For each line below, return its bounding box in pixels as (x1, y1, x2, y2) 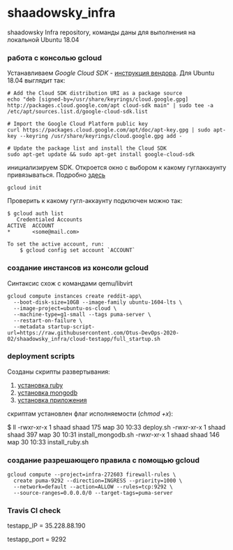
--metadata (13, 323, 45, 330)
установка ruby (17, 381, 63, 389)
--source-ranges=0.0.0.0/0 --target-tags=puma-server (13, 490, 173, 497)
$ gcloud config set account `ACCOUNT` (20, 247, 136, 254)
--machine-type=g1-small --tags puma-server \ (13, 311, 151, 318)
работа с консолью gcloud (7, 52, 103, 62)
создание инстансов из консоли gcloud (7, 263, 149, 273)
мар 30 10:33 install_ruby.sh (7, 437, 89, 446)
